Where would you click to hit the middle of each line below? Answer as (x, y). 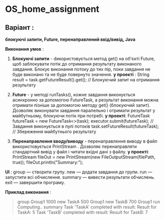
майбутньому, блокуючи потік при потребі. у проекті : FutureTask (81, 116)
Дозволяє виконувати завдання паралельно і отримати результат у (84, 110)
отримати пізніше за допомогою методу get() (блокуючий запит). (81, 105)
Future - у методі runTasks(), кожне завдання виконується (74, 95)
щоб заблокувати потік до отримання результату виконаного (77, 64)
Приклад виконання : (28, 192)
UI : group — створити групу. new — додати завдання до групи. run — (79, 172)
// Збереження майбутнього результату (54, 132)
